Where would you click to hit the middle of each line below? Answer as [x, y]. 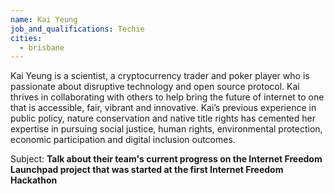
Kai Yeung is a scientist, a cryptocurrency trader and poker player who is [160, 76]
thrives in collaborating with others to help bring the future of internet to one [167, 97]
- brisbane [42, 47]
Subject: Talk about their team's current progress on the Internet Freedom [166, 159]
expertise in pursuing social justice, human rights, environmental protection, [166, 129]
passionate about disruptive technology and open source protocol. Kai [155, 87]
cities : [26, 38]
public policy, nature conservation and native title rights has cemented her [163, 118]
